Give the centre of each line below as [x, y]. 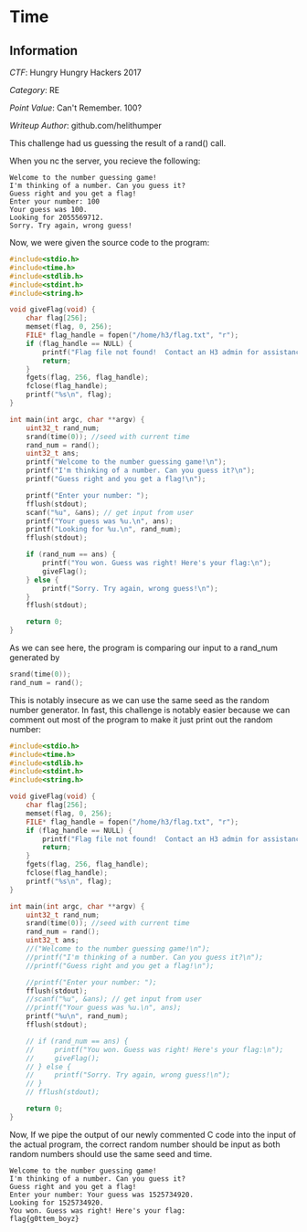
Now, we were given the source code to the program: [110, 242]
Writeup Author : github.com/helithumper [85, 126]
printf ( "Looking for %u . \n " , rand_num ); [104, 530]
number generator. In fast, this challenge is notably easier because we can [150, 710]
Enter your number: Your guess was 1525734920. [102, 1195]
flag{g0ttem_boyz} [44, 1218]
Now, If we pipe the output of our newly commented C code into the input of [153, 1134]
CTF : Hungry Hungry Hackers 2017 [75, 72]
